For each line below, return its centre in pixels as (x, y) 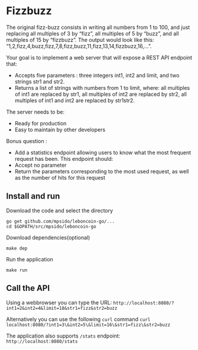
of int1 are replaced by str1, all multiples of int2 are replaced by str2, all (101, 94)
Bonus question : (27, 141)
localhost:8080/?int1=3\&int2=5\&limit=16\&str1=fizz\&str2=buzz (88, 325)
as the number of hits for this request (60, 177)
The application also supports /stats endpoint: (63, 336)
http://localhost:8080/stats (42, 341)
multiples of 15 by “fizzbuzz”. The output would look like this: (80, 40)
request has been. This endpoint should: (64, 158)
